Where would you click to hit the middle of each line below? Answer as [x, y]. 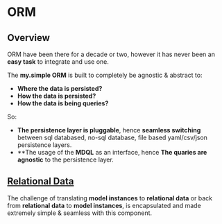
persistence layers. [44, 145]
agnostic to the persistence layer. [66, 160]
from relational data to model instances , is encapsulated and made [104, 205]
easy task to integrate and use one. [58, 62]
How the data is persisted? [57, 96]
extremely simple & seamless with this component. [80, 213]
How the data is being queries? [63, 103]
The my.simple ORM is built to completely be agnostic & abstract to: [105, 75]
